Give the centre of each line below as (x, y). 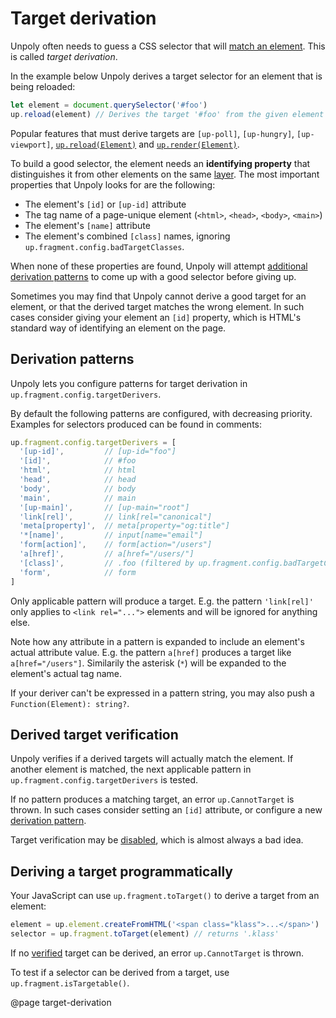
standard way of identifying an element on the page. (118, 328)
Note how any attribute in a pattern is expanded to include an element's (157, 641)
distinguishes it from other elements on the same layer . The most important (165, 174)
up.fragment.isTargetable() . (70, 983)
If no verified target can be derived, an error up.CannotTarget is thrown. (157, 953)
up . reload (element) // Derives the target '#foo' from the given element (167, 114)
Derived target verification (94, 734)
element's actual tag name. (66, 673)
